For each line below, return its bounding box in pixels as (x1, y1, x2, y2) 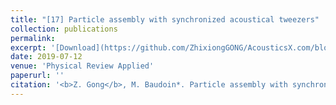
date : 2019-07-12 (10, 52, 83, 62)
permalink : (10, 33, 56, 43)
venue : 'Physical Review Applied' (10, 61, 155, 71)
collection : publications (10, 24, 118, 34)
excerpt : (10, 42, 47, 53)
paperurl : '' (10, 71, 65, 81)
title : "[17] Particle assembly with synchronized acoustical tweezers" (10, 14, 320, 25)
